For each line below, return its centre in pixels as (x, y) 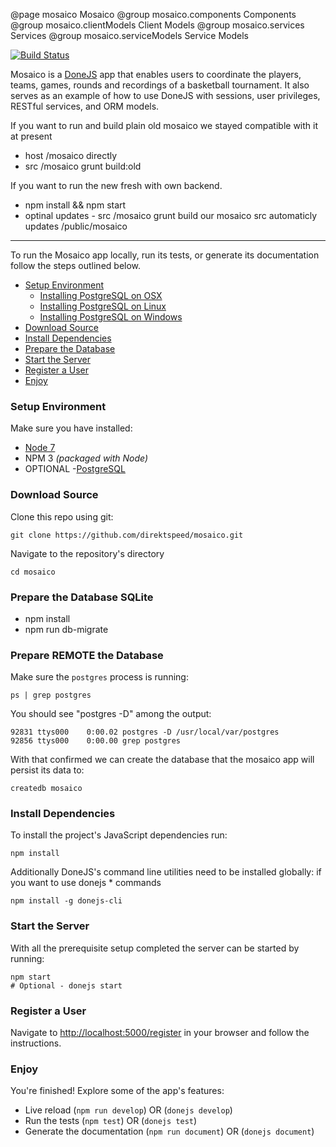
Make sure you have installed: (71, 428)
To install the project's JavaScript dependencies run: (119, 835)
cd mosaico (33, 572)
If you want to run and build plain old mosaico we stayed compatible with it (164, 125)
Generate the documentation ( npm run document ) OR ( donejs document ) (169, 1131)
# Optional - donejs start (66, 985)
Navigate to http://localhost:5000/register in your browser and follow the (160, 1033)
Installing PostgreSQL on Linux (103, 306)
